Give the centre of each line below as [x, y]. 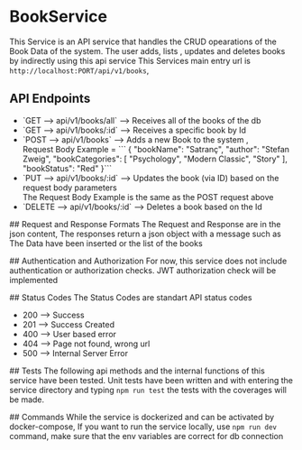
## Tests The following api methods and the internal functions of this [137, 371]
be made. [27, 399]
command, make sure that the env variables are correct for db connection [146, 436]
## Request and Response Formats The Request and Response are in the [145, 224]
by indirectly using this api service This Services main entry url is [130, 60]
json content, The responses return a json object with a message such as [145, 234]
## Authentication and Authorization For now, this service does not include [148, 261]
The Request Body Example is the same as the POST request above [148, 197]
